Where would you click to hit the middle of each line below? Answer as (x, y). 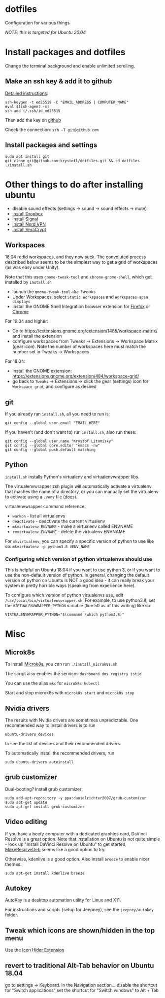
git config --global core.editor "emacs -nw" (52, 446)
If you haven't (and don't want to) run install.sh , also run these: (71, 432)
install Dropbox (28, 214)
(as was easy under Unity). (33, 268)
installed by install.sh (28, 282)
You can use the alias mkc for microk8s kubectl (52, 683)
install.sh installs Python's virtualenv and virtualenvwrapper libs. (72, 477)
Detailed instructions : (27, 93)
